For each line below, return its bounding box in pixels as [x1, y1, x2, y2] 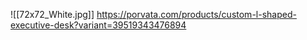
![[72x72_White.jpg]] [10, 9, 95, 20]
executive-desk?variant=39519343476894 [10, 19, 187, 31]
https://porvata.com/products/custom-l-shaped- [96, 9, 297, 20]
